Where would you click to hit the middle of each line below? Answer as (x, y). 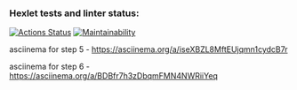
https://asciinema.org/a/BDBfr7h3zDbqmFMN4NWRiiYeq (113, 76)
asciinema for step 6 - (50, 67)
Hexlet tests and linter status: (74, 13)
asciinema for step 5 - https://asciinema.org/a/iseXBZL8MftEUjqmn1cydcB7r (148, 49)
